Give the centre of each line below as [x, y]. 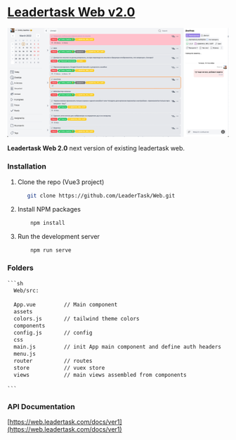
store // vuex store [59, 368]
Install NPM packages [49, 209]
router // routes [53, 361]
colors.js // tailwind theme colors [77, 318]
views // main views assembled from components [100, 375]
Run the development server [59, 236]
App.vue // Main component [66, 304]
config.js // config [53, 332]
